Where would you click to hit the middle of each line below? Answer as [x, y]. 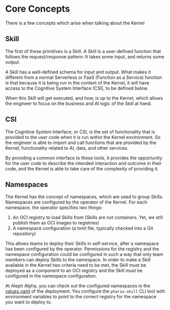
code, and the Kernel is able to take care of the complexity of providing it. [82, 168]
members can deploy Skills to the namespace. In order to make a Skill [78, 260]
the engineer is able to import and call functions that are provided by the [81, 143]
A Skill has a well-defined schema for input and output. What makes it [78, 72]
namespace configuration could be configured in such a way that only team [84, 255]
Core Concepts [38, 9]
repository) [24, 234]
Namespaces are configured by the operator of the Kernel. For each [76, 202]
